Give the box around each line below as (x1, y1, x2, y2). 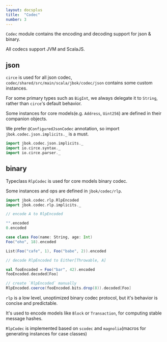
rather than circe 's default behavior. (6, 100, 82, 107)
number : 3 (6, 17, 27, 22)
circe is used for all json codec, (6, 74, 73, 80)
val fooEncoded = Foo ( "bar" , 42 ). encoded (6, 267, 95, 272)
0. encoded (6, 225, 27, 231)
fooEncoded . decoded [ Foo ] (6, 272, 59, 277)
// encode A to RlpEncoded (6, 212, 63, 217)
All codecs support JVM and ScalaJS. (6, 46, 86, 52)
